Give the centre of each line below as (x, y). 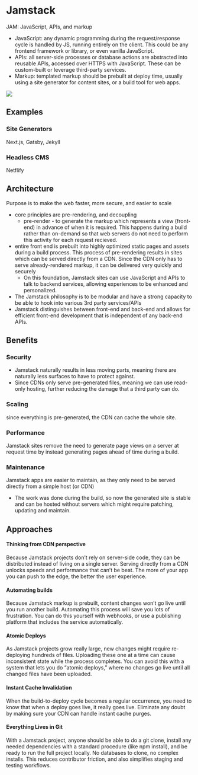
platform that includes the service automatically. (65, 622)
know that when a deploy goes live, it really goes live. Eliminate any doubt (96, 707)
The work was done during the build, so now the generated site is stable (103, 498)
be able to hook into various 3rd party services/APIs (78, 302)
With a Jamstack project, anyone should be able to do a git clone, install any (99, 740)
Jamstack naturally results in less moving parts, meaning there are (95, 370)
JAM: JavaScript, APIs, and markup (49, 27)
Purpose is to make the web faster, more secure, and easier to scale (89, 203)
